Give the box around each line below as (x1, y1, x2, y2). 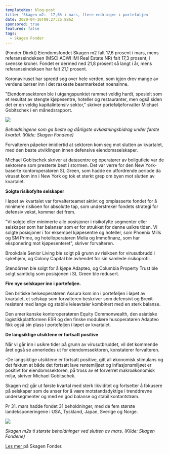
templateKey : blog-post (5, 7, 56, 13)
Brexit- (141, 295, 155, 302)
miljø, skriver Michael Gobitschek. (5, 372, 76, 378)
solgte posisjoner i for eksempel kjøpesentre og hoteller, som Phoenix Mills (5, 229, 161, 235)
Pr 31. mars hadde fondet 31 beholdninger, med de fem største (5, 403, 136, 409)
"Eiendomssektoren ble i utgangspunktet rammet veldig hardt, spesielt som (5, 91, 162, 97)
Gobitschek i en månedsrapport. (5, 107, 72, 113)
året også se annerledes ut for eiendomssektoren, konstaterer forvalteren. (5, 346, 160, 353)
